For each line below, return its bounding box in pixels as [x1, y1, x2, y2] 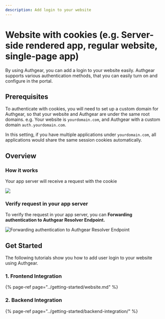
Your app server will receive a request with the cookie [5, 178, 117, 184]
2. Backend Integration [5, 297, 62, 304]
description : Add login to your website [5, 7, 92, 13]
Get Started [5, 241, 42, 250]
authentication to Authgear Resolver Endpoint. [5, 217, 105, 223]
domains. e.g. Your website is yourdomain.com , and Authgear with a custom [5, 116, 160, 122]
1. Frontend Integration [5, 273, 62, 280]
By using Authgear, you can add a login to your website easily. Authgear [5, 67, 155, 73]
